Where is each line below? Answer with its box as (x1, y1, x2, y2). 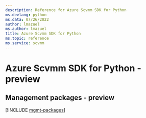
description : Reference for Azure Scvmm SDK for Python (5, 7, 127, 13)
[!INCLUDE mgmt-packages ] (5, 107, 65, 113)
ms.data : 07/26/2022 (5, 17, 50, 22)
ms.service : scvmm (5, 41, 44, 46)
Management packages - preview (5, 94, 115, 102)
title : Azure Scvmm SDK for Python (5, 31, 81, 36)
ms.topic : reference (5, 36, 50, 41)
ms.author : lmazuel (5, 26, 47, 32)
